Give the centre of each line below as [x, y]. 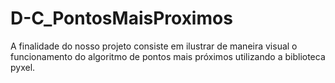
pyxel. [23, 67]
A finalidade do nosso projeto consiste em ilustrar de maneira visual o [154, 46]
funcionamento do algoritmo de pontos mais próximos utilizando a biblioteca [168, 56]
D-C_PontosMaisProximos [121, 18]
